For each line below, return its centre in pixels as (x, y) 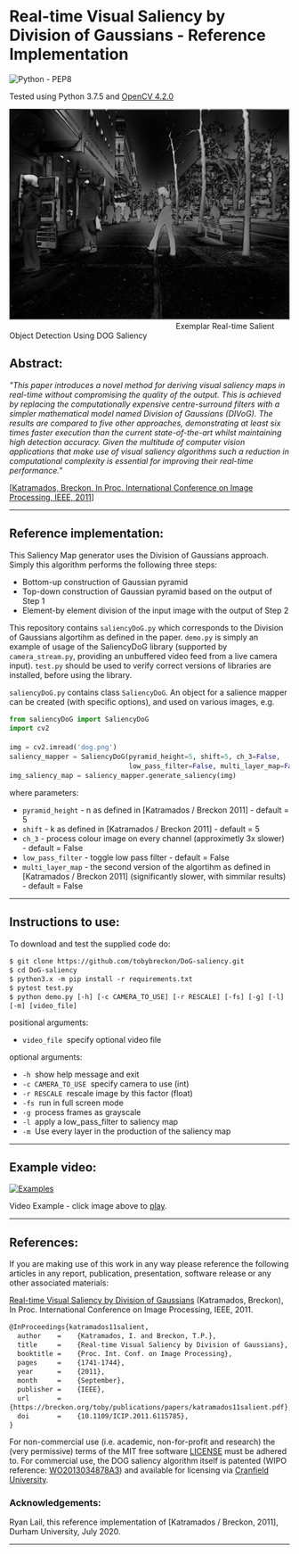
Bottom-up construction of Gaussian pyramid (105, 582)
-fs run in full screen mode (73, 1103)
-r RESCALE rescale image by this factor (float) (107, 1093)
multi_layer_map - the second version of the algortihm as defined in (146, 866)
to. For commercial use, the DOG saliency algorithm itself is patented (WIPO (148, 1461)
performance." (36, 470)
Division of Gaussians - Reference (137, 35)
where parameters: (44, 792)
